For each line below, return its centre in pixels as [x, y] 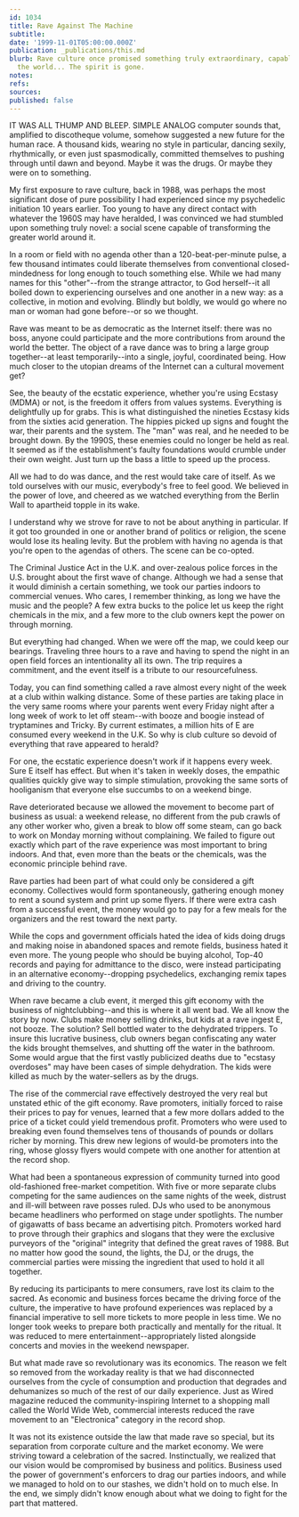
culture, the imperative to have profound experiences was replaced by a [141, 1308]
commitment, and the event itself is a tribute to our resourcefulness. [133, 670]
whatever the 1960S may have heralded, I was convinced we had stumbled [146, 218]
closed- [275, 264]
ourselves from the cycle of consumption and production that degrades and [148, 1382]
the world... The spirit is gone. [81, 68]
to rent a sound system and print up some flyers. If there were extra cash [143, 900]
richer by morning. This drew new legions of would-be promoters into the [144, 1141]
